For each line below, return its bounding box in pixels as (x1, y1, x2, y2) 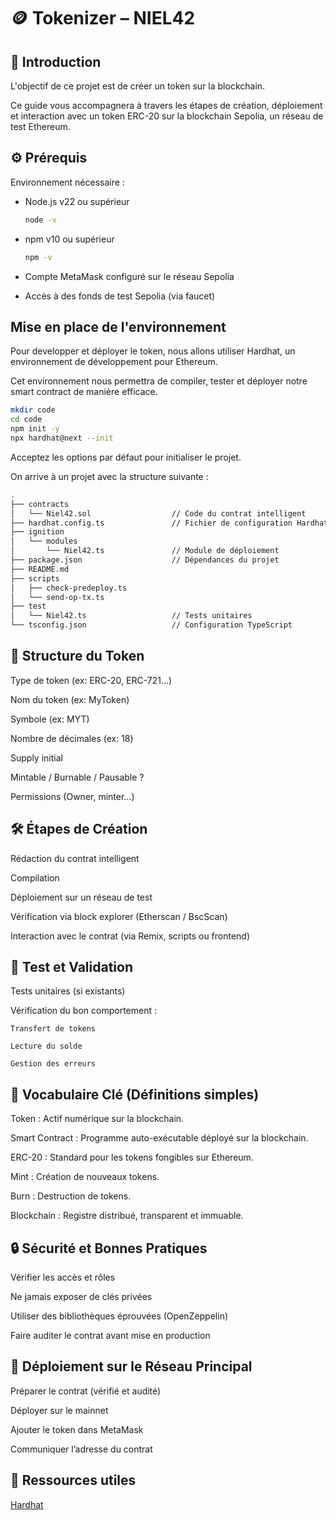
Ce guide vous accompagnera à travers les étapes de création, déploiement (10, 100, 323, 111)
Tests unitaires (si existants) (10, 985, 126, 997)
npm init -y (10, 424, 60, 434)
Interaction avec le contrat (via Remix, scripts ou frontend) (10, 930, 251, 942)
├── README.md (10, 564, 70, 574)
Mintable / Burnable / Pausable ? (10, 771, 145, 783)
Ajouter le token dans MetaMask (10, 1423, 144, 1435)
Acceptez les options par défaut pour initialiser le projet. (10, 451, 242, 463)
